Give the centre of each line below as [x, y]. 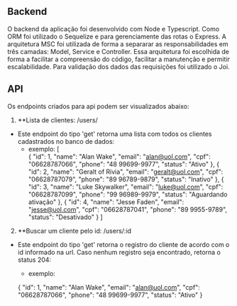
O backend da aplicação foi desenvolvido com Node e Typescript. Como [114, 28]
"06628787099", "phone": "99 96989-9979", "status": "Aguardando [128, 194]
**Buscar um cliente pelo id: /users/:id [75, 231]
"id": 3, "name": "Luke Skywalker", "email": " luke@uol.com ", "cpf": [126, 186]
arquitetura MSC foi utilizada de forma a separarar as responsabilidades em [118, 44]
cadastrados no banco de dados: [66, 141]
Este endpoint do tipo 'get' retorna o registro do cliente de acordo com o [123, 244]
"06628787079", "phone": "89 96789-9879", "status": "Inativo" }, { [126, 179]
